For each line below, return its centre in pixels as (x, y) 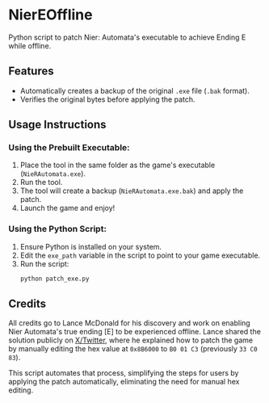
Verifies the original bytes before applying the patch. (107, 99)
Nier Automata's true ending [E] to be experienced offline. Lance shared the (134, 332)
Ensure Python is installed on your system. (91, 246)
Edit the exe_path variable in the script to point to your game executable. (140, 255)
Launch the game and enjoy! (67, 208)
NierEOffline (50, 15)
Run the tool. (41, 183)
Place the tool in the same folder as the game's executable (118, 165)
